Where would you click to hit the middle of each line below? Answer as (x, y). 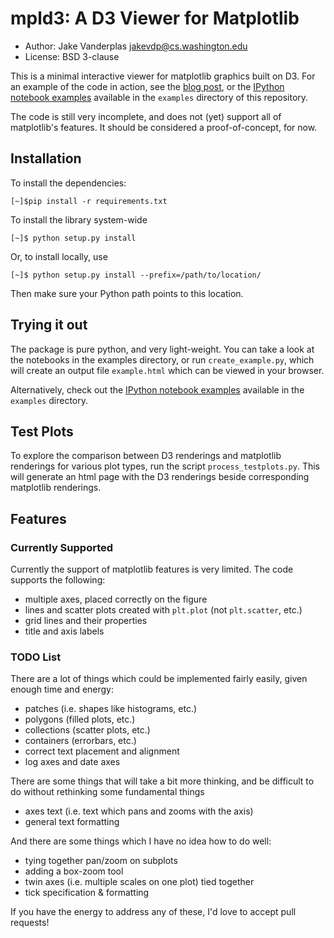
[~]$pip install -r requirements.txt (89, 201)
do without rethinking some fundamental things (107, 792)
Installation (46, 158)
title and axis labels (64, 631)
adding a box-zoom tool (74, 871)
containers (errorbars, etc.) (80, 741)
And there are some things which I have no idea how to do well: (141, 841)
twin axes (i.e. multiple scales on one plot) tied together (139, 882)
